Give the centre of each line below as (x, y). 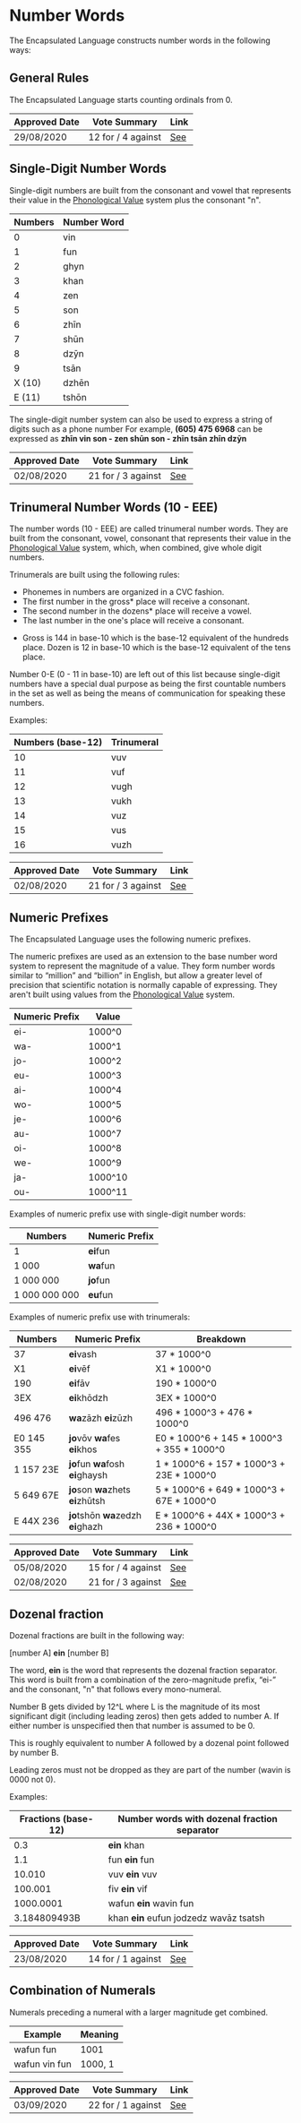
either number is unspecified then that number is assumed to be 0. (132, 1726)
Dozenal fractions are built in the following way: (97, 1635)
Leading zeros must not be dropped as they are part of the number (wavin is (150, 1770)
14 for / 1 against (125, 1959)
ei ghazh (86, 1526)
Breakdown (221, 1339)
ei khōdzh (89, 1398)
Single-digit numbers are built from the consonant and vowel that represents (150, 190)
